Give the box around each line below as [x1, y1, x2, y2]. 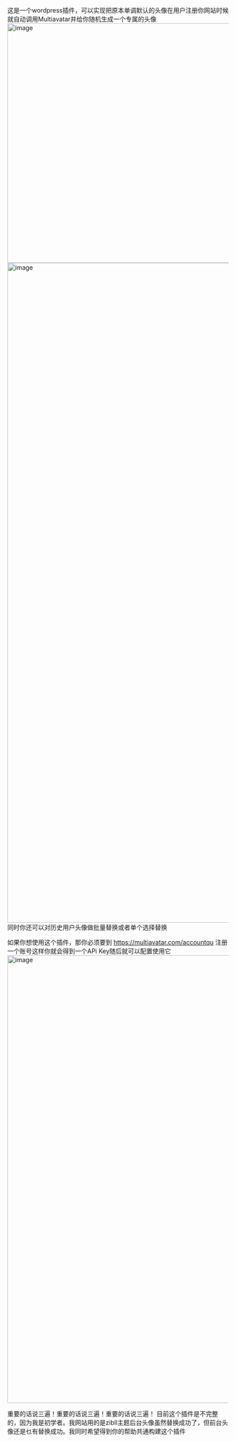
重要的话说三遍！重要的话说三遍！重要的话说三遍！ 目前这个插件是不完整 [7, 1410, 218, 1417]
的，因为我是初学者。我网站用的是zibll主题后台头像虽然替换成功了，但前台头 [7, 1418, 228, 1427]
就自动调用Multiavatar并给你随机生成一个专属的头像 [7, 15, 157, 23]
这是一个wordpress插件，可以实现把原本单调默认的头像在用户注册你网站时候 [7, 6, 229, 14]
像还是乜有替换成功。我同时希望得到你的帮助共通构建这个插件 [7, 1427, 186, 1435]
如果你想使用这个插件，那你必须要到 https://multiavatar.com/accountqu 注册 [7, 938, 228, 946]
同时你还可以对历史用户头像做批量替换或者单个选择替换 [7, 923, 167, 931]
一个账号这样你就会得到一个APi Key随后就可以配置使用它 [7, 947, 171, 955]
